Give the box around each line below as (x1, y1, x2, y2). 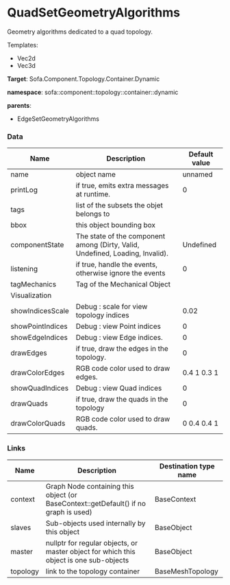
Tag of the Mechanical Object (75, 279, 171, 289)
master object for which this (45, 547, 136, 556)
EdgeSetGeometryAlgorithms (16, 115, 100, 123)
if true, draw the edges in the (75, 344, 169, 354)
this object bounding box (75, 220, 156, 230)
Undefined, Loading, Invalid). (75, 249, 169, 258)
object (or (45, 490, 77, 499)
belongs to (75, 209, 110, 219)
